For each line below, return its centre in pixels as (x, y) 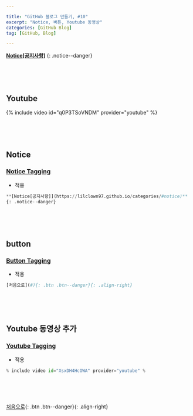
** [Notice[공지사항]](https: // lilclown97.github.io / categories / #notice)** (97, 196)
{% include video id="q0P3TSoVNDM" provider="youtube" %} (82, 113)
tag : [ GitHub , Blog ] (31, 33)
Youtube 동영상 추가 (42, 329)
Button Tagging (28, 260)
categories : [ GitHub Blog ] (39, 28)
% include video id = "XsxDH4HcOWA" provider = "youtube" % (76, 371)
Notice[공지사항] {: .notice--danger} (49, 56)
